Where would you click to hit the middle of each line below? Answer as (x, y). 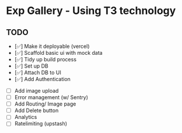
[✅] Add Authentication (43, 79)
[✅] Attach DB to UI (38, 72)
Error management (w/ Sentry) (51, 97)
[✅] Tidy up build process (45, 59)
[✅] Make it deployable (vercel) (52, 46)
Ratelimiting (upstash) (41, 124)
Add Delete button (36, 111)
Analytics (26, 117)
